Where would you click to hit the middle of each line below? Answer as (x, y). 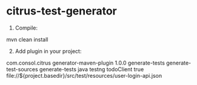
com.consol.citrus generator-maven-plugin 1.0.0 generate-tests (86, 63)
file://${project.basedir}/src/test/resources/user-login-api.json (84, 75)
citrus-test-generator (62, 11)
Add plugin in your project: (48, 51)
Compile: (26, 28)
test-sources (22, 69)
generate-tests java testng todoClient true (92, 69)
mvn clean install (27, 39)
